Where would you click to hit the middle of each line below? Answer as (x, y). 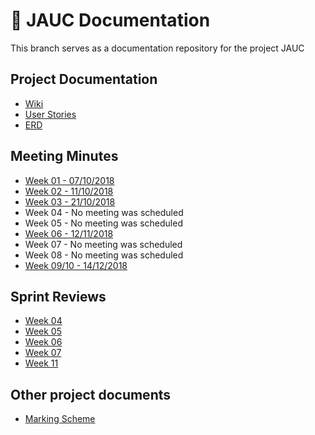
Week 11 (41, 363)
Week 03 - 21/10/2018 (70, 201)
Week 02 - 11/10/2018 (69, 191)
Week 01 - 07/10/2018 (69, 180)
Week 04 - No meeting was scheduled (104, 212)
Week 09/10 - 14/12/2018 (76, 265)
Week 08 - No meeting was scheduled (104, 255)
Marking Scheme (60, 419)
